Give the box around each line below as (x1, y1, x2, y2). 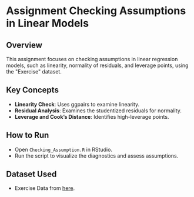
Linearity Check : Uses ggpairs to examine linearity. (14, 101, 140, 108)
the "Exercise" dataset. (6, 68, 62, 75)
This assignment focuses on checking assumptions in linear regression (6, 56, 178, 62)
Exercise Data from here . (14, 185, 75, 192)
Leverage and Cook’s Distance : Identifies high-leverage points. (14, 113, 169, 120)
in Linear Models (6, 16, 89, 30)
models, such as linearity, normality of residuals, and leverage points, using (6, 62, 189, 69)
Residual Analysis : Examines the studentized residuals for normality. (14, 107, 182, 114)
